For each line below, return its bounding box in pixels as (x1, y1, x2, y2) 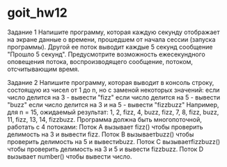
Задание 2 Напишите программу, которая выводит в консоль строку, (7, 78, 214, 86)
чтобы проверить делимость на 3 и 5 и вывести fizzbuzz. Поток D (7, 145, 204, 153)
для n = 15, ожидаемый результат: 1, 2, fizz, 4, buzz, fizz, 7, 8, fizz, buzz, (7, 108, 219, 116)
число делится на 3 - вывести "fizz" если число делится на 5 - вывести (7, 93, 221, 102)
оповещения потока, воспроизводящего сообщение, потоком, (7, 57, 194, 65)
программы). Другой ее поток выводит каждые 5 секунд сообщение (7, 42, 213, 51)
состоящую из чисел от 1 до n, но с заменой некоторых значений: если (7, 86, 220, 94)
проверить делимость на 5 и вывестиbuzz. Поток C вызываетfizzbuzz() (7, 137, 221, 145)
